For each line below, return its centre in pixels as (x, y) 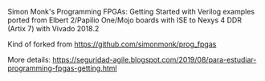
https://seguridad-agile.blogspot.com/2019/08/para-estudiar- (155, 60)
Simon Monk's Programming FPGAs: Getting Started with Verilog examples (131, 12)
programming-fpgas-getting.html (62, 68)
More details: (29, 60)
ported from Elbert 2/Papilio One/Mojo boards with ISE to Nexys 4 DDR (125, 20)
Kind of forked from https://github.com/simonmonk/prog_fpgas (112, 44)
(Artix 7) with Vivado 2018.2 (53, 28)
